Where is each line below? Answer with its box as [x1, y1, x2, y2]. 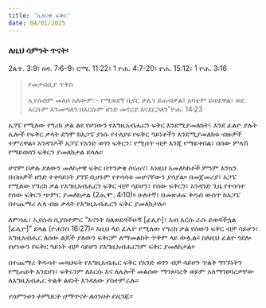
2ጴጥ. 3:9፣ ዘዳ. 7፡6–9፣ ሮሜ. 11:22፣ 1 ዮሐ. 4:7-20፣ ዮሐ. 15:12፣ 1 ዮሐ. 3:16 [8, 63, 228, 72]
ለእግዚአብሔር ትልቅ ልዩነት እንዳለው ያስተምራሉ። [8, 275, 139, 285]
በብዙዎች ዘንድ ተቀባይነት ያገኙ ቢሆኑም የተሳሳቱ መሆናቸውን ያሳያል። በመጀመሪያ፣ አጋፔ [8, 172, 237, 181]
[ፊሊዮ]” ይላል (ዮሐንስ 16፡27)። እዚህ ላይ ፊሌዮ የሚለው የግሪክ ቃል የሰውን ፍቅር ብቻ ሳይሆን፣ [8, 224, 259, 233]
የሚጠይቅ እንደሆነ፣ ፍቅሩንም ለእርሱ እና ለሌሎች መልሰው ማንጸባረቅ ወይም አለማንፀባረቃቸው [8, 266, 255, 275]
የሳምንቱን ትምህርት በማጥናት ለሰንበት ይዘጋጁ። [8, 291, 133, 301]
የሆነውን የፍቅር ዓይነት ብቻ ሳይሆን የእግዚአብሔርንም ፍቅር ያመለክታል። [8, 241, 195, 251]
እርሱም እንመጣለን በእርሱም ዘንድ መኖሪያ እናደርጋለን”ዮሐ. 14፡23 [27, 104, 203, 114]
